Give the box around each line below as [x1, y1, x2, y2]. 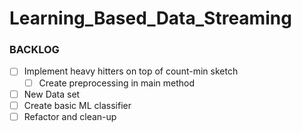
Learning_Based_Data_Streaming [9, 7, 292, 30]
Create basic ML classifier [23, 99, 132, 111]
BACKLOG [9, 43, 60, 57]
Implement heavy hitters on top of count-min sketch [23, 65, 239, 77]
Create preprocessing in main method [38, 77, 196, 89]
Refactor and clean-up [23, 110, 117, 122]
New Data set [23, 88, 81, 100]
